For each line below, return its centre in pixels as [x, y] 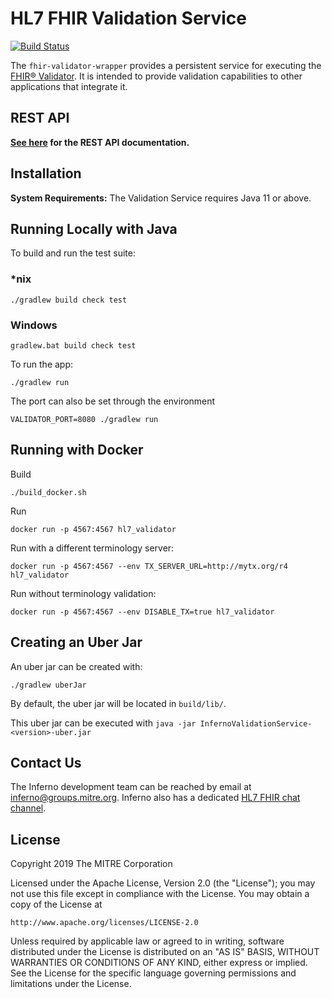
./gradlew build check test [69, 300]
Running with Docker [77, 450]
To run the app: [42, 364]
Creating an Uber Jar [76, 642]
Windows [34, 325]
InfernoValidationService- [256, 723]
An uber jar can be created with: [76, 666]
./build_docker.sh [48, 492]
